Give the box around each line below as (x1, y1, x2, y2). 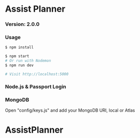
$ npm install (5, 45, 34, 50)
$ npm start (5, 54, 29, 59)
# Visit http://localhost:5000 (5, 72, 69, 77)
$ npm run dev (5, 63, 34, 68)
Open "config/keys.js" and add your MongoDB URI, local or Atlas (5, 107, 135, 113)
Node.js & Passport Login (5, 83, 67, 90)
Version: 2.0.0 (5, 21, 40, 28)
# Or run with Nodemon (5, 59, 51, 63)
